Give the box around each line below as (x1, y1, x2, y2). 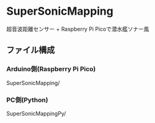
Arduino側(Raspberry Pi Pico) (6, 65, 96, 73)
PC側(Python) (6, 95, 48, 104)
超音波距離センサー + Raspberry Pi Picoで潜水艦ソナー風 (6, 25, 149, 32)
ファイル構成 (6, 45, 55, 56)
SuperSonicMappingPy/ (6, 110, 66, 117)
